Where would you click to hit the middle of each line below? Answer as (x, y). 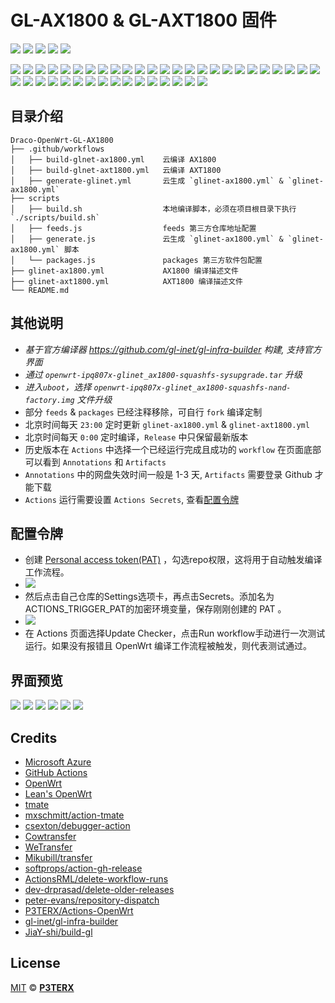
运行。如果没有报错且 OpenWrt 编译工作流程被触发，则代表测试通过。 (168, 646)
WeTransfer (48, 847)
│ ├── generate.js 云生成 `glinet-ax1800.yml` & (147, 239)
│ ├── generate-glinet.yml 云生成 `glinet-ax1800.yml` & (147, 181)
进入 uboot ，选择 (58, 387)
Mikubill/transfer (58, 857)
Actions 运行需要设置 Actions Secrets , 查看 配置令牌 (132, 499)
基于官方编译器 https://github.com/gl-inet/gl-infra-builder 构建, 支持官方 (173, 349)
